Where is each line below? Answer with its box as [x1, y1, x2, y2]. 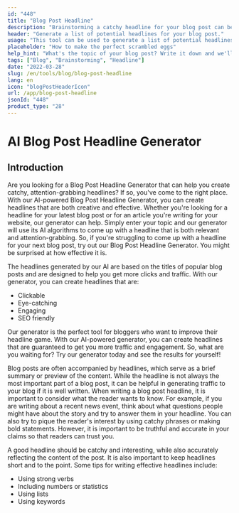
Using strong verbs [17, 474, 75, 483]
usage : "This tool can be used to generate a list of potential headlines [7, 37, 234, 44]
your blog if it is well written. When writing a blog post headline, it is [7, 387, 206, 395]
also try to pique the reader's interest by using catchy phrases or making [7, 416, 221, 425]
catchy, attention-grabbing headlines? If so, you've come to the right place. [7, 188, 228, 196]
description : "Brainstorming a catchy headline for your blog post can [7, 23, 224, 31]
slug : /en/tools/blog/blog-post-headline [7, 70, 132, 77]
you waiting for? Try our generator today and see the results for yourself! [7, 350, 221, 359]
